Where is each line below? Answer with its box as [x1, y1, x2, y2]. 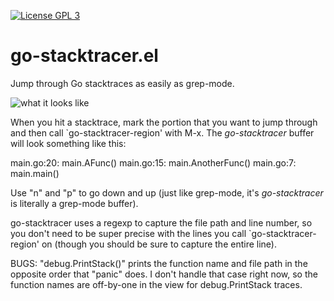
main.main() [10, 167, 60, 179]
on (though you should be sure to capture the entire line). [41, 238, 277, 250]
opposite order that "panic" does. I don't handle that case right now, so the [10, 268, 318, 280]
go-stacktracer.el [10, 45, 159, 67]
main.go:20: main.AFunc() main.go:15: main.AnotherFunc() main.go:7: [10, 156, 297, 169]
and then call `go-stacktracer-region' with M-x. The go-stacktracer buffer [10, 126, 315, 139]
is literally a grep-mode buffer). [10, 197, 139, 209]
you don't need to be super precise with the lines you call [10, 227, 247, 239]
